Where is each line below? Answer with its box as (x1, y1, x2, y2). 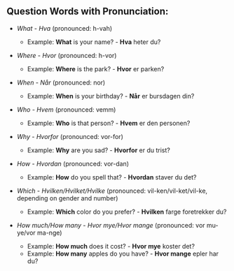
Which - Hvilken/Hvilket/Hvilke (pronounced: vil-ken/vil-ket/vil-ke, (16, 186, 208, 195)
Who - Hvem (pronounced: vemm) (16, 105, 116, 114)
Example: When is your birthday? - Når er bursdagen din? (27, 91, 195, 100)
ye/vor (16, 228, 36, 237)
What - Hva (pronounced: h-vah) (16, 24, 113, 32)
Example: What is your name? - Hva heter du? (27, 38, 161, 46)
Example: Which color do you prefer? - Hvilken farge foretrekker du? (27, 207, 227, 216)
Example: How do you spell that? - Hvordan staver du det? (27, 173, 197, 181)
